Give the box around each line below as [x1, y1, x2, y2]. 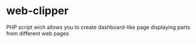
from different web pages [6, 29, 69, 37]
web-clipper [6, 4, 69, 18]
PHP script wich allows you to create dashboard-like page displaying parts [6, 24, 191, 31]
